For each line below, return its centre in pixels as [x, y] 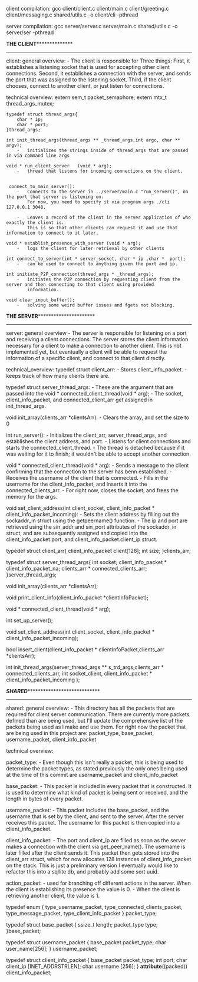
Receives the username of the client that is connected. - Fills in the [87, 478]
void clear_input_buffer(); [41, 300]
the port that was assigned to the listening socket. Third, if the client [89, 80]
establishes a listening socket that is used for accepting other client [88, 67]
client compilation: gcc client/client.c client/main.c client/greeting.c [88, 9]
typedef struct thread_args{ [42, 114]
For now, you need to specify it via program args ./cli [98, 202]
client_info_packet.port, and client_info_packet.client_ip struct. [82, 539]
